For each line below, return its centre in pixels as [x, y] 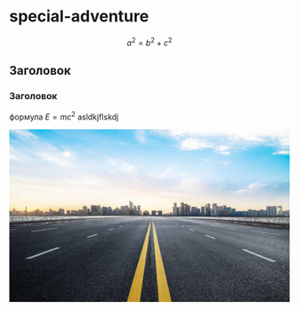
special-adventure [79, 16]
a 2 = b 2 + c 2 [149, 42]
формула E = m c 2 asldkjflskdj [64, 116]
